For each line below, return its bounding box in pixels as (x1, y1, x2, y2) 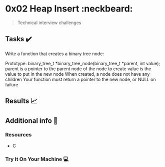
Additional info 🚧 (5, 116, 58, 125)
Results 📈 (5, 97, 37, 105)
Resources (5, 131, 32, 138)
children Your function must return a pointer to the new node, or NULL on (5, 76, 156, 82)
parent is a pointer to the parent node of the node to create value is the (5, 66, 151, 72)
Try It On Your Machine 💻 (5, 155, 69, 162)
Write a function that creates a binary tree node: (5, 51, 104, 57)
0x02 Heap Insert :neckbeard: (5, 3, 133, 15)
